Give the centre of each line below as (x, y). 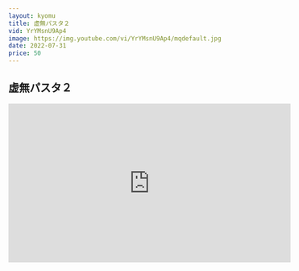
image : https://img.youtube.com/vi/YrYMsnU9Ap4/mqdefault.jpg (115, 38)
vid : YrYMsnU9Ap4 (37, 31)
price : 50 (25, 53)
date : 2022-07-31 (37, 46)
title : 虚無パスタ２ (39, 23)
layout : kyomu (32, 16)
